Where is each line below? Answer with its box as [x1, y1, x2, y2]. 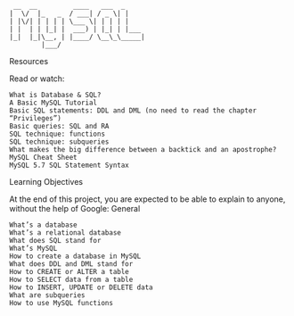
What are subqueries [9, 291, 86, 300]
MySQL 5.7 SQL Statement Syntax [9, 161, 129, 170]
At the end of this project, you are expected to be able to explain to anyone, [9, 194, 286, 204]
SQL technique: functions [9, 129, 105, 138]
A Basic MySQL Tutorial [9, 98, 98, 107]
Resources [9, 56, 49, 66]
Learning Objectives [9, 177, 83, 187]
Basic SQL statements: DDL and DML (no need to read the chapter [9, 106, 257, 115]
